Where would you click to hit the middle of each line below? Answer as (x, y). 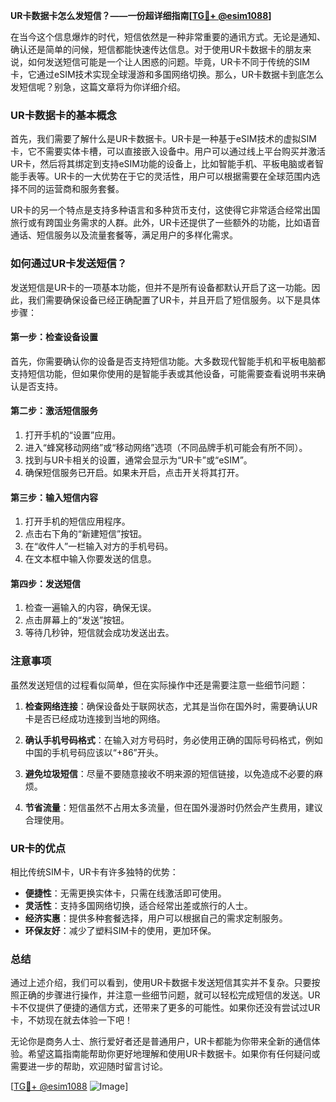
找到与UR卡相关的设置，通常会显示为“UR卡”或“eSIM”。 (138, 460)
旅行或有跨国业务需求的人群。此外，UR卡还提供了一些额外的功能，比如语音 (165, 223)
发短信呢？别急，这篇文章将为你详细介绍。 (98, 87)
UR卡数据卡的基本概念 (63, 115)
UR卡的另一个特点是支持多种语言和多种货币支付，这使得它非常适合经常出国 (165, 210)
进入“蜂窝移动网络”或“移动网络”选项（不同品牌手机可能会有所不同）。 (166, 447)
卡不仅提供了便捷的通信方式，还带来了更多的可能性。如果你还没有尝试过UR (165, 1008)
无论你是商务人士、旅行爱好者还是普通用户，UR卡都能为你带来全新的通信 (161, 1041)
